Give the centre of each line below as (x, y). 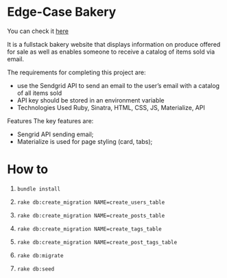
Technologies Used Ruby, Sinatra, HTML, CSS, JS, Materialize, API (111, 107)
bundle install (39, 189)
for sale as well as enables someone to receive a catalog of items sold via (111, 52)
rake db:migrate (40, 255)
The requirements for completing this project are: (76, 72)
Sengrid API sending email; (55, 134)
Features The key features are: (50, 120)
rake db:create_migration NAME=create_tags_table (89, 229)
